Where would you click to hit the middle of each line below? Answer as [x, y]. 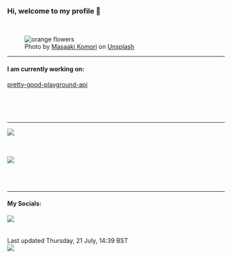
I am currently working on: [46, 69]
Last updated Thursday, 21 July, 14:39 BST [68, 240]
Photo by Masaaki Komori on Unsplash [79, 47]
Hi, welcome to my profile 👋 [54, 11]
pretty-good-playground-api [47, 84]
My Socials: [25, 204]
